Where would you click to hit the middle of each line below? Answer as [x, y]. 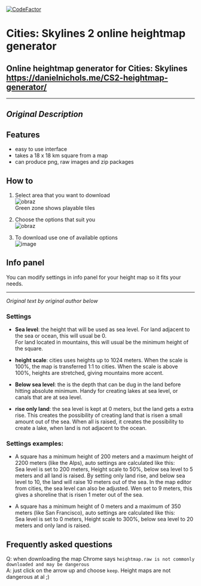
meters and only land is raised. [53, 525]
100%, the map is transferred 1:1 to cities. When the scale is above [96, 366]
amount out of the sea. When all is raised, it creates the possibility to [99, 422]
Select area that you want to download [63, 196]
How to [20, 181]
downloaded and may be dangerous [48, 565]
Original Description [45, 114]
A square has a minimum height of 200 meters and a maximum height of [104, 456]
